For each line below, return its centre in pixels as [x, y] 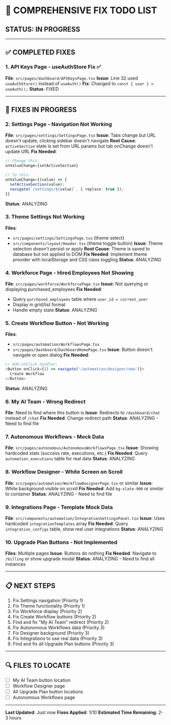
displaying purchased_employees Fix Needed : [54, 289]
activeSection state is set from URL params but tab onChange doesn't [79, 146]
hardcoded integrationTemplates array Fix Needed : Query [67, 524]
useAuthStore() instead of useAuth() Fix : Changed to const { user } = [79, 83]
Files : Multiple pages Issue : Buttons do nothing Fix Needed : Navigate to [81, 554]
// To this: [18, 175]
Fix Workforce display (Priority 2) [47, 611]
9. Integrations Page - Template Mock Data [59, 507]
